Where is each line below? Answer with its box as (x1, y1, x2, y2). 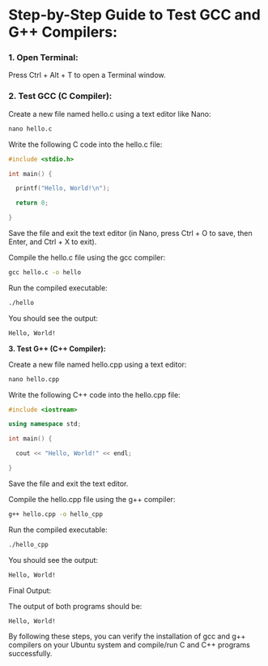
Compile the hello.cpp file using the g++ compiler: (8, 494, 176, 504)
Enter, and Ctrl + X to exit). (8, 237, 97, 247)
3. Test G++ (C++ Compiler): (8, 343, 107, 354)
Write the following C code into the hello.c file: (8, 140, 163, 149)
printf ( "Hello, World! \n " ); (15, 184, 111, 192)
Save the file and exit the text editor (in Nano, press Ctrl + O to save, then (8, 229, 253, 238)
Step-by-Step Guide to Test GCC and (8, 6, 261, 24)
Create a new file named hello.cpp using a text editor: (8, 359, 187, 369)
